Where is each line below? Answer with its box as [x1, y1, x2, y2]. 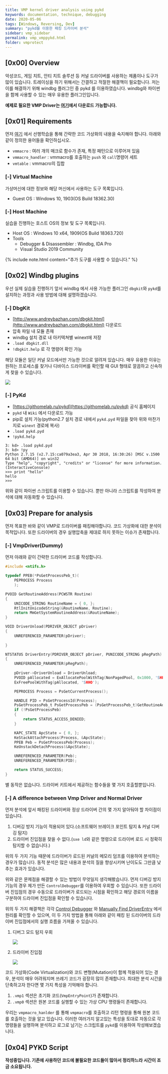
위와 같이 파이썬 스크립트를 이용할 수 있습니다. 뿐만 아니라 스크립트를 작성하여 [5, 488, 156, 494]
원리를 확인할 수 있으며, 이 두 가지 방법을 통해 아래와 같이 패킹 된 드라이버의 [5, 912, 151, 918]
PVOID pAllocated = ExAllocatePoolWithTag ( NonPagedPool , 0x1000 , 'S [14, 675, 160, 680]
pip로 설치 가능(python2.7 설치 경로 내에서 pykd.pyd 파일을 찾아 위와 [12, 416, 147, 422]
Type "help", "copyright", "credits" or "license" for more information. [5, 461, 162, 466]
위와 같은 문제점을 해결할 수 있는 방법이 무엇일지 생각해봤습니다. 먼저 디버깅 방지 [5, 876, 161, 883]
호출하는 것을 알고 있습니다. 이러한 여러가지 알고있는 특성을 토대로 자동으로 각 [10, 1016, 161, 1022]
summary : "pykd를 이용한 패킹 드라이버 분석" [5, 26, 89, 31]
